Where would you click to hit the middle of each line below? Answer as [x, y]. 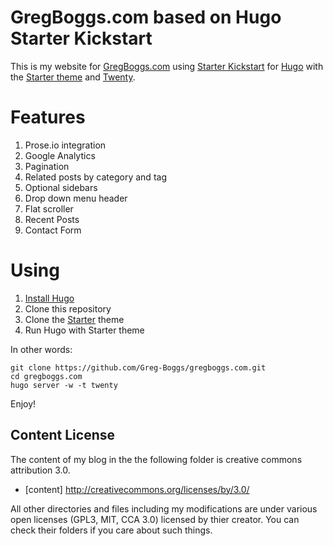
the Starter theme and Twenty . [73, 77]
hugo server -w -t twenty [64, 385]
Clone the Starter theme [74, 319]
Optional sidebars [61, 187]
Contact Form [53, 230]
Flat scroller [49, 208]
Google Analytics [60, 155]
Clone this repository [68, 308]
